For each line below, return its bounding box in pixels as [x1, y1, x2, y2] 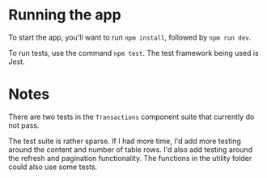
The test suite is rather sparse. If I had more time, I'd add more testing [8, 136, 241, 146]
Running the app [8, 6, 121, 24]
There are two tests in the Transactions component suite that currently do [8, 112, 255, 121]
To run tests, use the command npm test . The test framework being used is [8, 48, 259, 57]
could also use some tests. [8, 162, 98, 172]
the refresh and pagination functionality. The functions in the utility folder [8, 153, 252, 163]
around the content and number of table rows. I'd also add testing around [8, 144, 253, 155]
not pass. [8, 120, 40, 130]
